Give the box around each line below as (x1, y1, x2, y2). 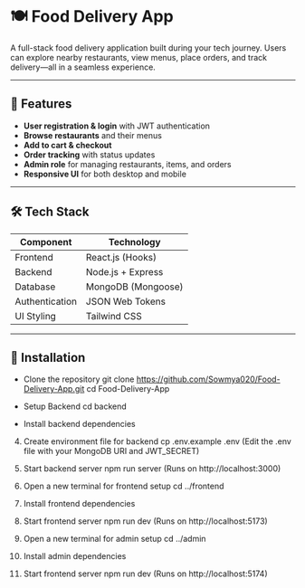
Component (20, 235, 72, 248)
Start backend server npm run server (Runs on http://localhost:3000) (23, 463, 281, 474)
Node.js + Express (85, 265, 164, 278)
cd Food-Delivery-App (86, 384, 170, 394)
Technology (108, 235, 161, 248)
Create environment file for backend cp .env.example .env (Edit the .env (23, 436, 292, 447)
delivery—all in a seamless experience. (10, 62, 157, 72)
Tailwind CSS (85, 309, 143, 322)
